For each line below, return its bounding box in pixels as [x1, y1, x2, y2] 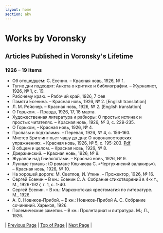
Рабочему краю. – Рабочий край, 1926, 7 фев [12, 93, 106, 99]
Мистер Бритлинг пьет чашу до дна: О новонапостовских [12, 135, 132, 141]
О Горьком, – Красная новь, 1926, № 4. [12, 125, 93, 130]
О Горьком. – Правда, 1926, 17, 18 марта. [12, 109, 96, 115]
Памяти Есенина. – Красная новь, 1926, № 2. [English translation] [12, 99, 146, 105]
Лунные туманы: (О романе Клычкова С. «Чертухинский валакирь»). [12, 161, 157, 167]
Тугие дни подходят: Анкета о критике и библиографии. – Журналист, [12, 83, 157, 89]
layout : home [5, 7, 32, 12]
